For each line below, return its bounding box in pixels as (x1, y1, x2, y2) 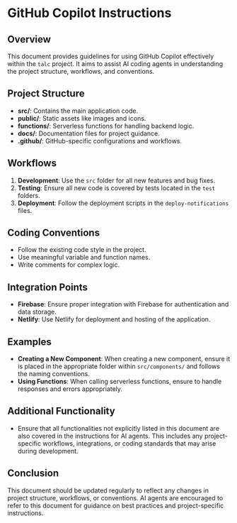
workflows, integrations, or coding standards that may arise (42, 439, 216, 448)
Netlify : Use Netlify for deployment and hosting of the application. (17, 315, 211, 324)
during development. (17, 446, 79, 455)
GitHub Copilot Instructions (7, 5, 172, 21)
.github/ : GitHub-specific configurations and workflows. (17, 136, 183, 145)
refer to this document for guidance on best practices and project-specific (7, 501, 224, 510)
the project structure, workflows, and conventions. (7, 67, 155, 75)
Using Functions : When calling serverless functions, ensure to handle (17, 378, 222, 386)
